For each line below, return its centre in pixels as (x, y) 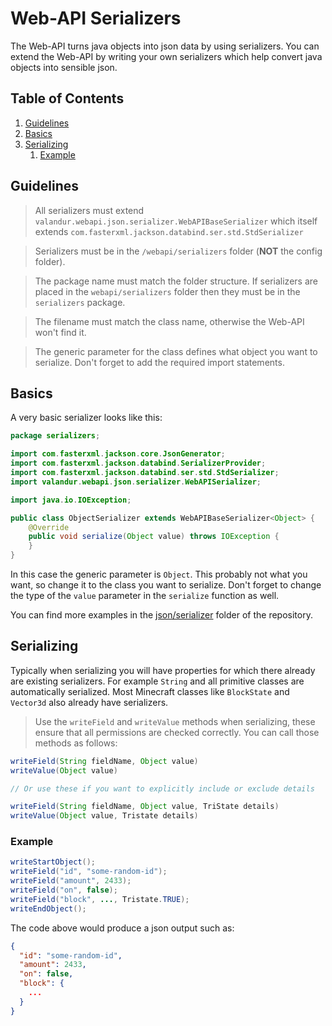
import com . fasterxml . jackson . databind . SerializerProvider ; (138, 463)
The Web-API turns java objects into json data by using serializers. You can (165, 46)
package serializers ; (55, 436)
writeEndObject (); (48, 908)
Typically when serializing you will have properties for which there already (163, 670)
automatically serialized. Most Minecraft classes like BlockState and (150, 691)
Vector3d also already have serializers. (89, 702)
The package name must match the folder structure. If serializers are (176, 281)
